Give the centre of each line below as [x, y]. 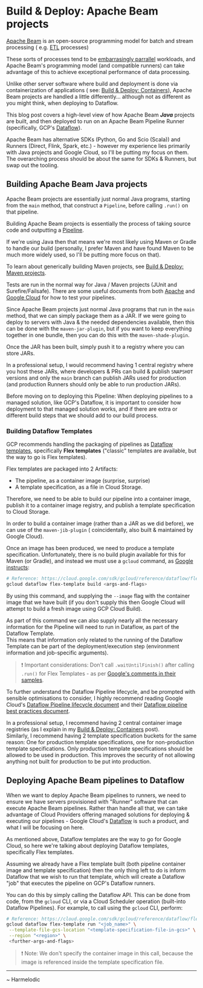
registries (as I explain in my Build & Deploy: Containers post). [83, 729]
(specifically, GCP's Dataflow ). [44, 127]
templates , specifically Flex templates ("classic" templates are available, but [101, 451]
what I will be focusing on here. [45, 827]
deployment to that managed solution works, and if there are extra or [92, 409]
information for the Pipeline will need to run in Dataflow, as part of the [93, 627]
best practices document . [38, 711]
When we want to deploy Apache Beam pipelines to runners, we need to [96, 795]
